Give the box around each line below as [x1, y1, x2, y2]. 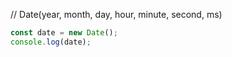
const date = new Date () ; [10, 28, 118, 38]
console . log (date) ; [10, 37, 92, 47]
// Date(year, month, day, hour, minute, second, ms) [10, 9, 223, 20]
